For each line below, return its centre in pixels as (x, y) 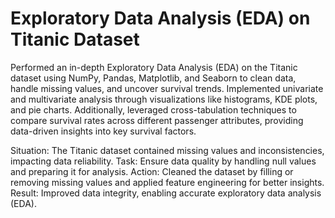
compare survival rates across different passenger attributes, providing (157, 120)
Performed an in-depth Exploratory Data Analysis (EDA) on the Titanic (154, 67)
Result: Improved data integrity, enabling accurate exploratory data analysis (166, 193)
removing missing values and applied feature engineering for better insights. (167, 182)
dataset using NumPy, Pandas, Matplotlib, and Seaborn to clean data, (153, 78)
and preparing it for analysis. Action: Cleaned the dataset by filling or (152, 171)
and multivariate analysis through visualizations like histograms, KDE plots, (164, 99)
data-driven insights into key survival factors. (103, 131)
